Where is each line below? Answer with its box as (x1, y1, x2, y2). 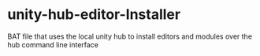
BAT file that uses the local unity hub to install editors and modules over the (7, 32, 253, 41)
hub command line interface (7, 39, 99, 49)
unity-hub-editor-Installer (7, 6, 181, 24)
